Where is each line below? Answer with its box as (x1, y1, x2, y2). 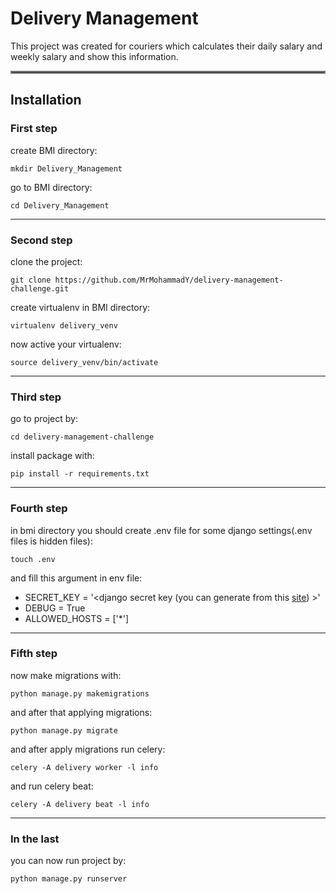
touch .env (10, 554, 56, 564)
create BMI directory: (10, 144, 98, 156)
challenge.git (10, 283, 70, 294)
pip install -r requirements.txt (10, 469, 150, 479)
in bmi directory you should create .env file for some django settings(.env (10, 524, 313, 536)
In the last (10, 832, 60, 846)
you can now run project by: (10, 855, 127, 867)
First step (10, 122, 58, 136)
